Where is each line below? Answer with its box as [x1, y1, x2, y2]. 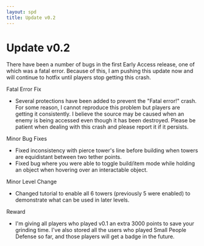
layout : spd [6, 9, 37, 15]
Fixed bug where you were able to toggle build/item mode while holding [15, 160, 195, 167]
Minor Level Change [6, 178, 57, 186]
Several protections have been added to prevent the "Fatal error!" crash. [15, 97, 197, 105]
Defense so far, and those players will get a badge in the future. [15, 233, 175, 241]
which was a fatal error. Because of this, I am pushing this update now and [6, 68, 194, 75]
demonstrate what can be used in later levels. [15, 196, 130, 204]
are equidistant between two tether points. [15, 153, 122, 161]
